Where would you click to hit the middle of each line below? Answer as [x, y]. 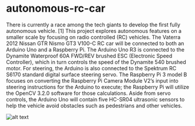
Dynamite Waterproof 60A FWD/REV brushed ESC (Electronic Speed [89, 56]
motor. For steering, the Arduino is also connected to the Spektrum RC [91, 68]
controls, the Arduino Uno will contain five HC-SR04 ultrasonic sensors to [95, 99]
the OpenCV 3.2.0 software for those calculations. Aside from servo [88, 93]
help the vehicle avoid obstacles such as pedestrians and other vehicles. [94, 105]
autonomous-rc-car [56, 8]
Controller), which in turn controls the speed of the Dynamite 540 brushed [96, 62]
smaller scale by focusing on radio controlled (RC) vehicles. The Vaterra [93, 37]
